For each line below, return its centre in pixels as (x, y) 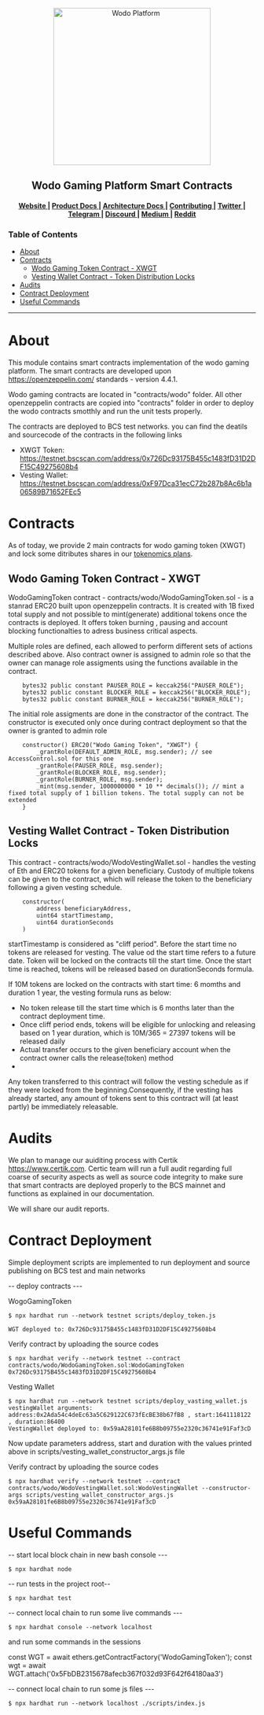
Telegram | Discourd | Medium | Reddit (132, 214)
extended (22, 800)
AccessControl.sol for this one (61, 759)
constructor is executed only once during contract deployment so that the (128, 722)
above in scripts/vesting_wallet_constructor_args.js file (97, 1452)
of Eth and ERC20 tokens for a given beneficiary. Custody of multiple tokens (132, 870)
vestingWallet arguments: (50, 1408)
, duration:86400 (37, 1422)
